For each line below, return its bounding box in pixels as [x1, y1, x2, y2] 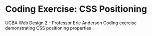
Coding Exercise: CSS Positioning [5, 3, 147, 15]
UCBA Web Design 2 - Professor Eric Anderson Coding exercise [5, 20, 137, 26]
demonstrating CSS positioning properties [5, 25, 91, 31]
